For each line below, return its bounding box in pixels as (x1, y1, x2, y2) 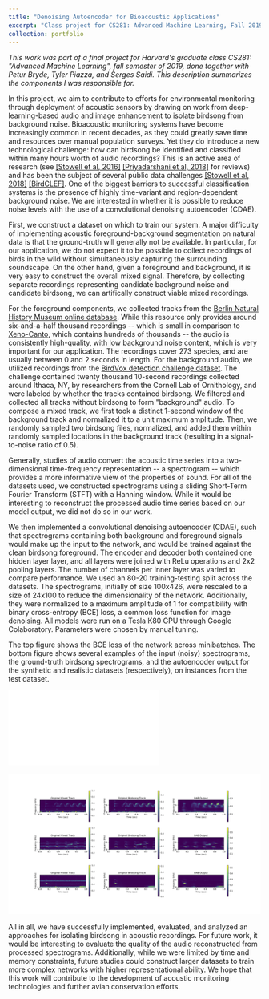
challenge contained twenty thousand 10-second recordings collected (8, 372, 240, 382)
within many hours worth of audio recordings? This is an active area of (8, 153, 241, 164)
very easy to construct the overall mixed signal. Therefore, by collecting (8, 271, 246, 281)
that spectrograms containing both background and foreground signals (8, 531, 243, 540)
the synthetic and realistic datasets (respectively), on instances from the (8, 665, 247, 675)
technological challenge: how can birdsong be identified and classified (8, 145, 242, 155)
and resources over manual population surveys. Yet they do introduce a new (8, 136, 260, 146)
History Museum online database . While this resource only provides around (8, 313, 257, 322)
